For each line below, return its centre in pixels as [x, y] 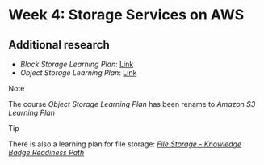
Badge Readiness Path [46, 152]
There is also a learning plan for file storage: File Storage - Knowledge [125, 144]
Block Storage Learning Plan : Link [77, 64]
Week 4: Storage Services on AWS [126, 15]
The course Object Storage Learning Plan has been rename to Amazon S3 [132, 104]
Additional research [59, 45]
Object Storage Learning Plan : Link [78, 73]
